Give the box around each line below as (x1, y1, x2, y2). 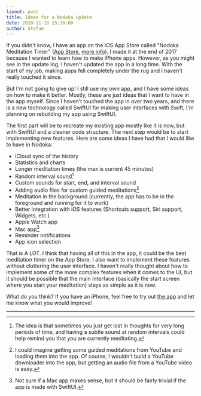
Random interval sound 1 (14, 171, 74, 180)
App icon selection (14, 238, 62, 245)
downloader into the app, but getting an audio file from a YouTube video (14, 359, 193, 366)
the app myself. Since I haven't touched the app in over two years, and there (6, 98, 194, 105)
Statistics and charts (14, 159, 66, 166)
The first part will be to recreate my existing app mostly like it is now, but (6, 122, 185, 129)
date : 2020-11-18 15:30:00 (6, 20, 74, 26)
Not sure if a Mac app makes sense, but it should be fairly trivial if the (14, 377, 187, 384)
